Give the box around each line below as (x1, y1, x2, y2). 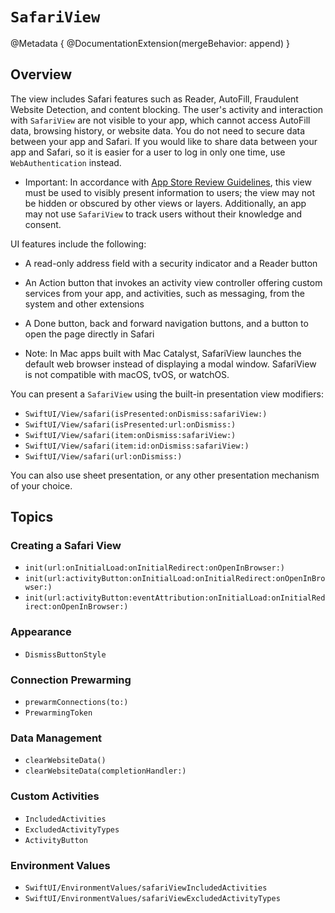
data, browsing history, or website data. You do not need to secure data (10, 124, 306, 137)
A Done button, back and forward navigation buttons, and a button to (24, 317, 309, 329)
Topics (10, 509, 54, 526)
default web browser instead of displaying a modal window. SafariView (24, 358, 317, 370)
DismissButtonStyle (24, 649, 107, 660)
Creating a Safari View (10, 539, 122, 553)
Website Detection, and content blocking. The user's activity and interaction (10, 103, 324, 115)
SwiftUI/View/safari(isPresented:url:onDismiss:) (24, 419, 237, 430)
